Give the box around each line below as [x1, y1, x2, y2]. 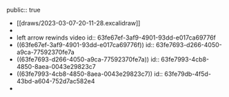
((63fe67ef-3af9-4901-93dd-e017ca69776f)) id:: [16, 41, 155, 48]
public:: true [6, 6, 41, 14]
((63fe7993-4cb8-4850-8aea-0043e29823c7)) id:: [16, 70, 163, 78]
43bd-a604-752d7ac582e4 [16, 77, 95, 85]
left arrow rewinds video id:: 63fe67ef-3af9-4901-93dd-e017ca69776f [16, 33, 217, 42]
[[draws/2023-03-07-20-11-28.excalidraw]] [16, 19, 141, 27]
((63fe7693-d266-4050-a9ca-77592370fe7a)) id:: [16, 55, 160, 64]
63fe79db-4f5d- [164, 70, 212, 78]
